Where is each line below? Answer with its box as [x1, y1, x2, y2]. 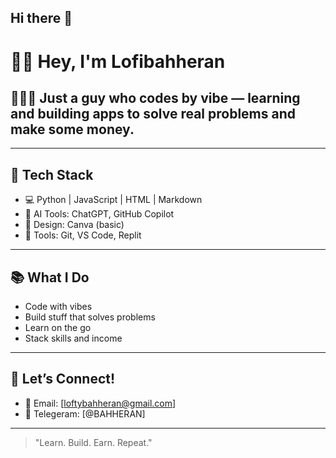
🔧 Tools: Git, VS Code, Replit [24, 229, 142, 241]
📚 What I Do [10, 269, 90, 286]
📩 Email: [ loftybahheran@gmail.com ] [24, 397, 177, 409]
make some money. [10, 121, 135, 138]
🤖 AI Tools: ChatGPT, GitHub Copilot [24, 208, 175, 220]
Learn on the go [24, 322, 92, 334]
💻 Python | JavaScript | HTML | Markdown [24, 194, 203, 206]
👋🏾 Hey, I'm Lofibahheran [10, 50, 226, 73]
